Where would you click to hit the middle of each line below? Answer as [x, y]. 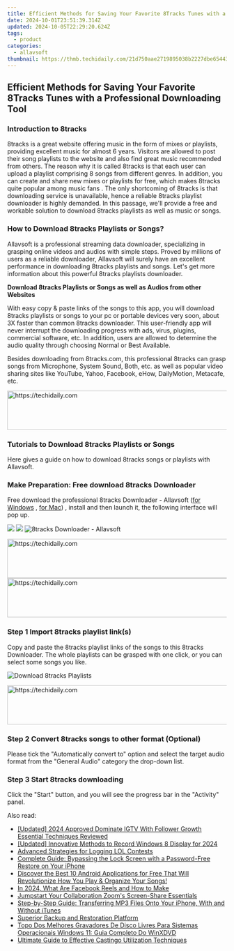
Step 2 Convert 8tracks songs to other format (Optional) [104, 738]
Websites [21, 294]
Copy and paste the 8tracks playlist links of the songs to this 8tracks [106, 647]
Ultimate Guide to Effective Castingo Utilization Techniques [102, 940]
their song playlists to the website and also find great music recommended [114, 159]
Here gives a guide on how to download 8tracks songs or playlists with [109, 459]
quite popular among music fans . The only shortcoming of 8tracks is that [112, 188]
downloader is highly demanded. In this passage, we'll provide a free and [112, 204]
